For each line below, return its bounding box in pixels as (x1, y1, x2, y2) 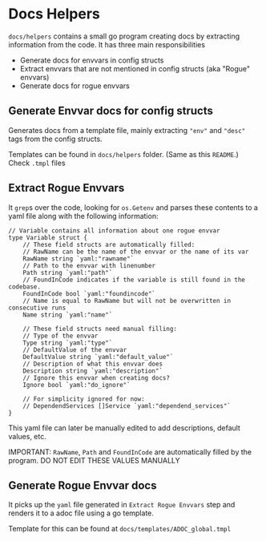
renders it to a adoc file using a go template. (8, 508, 155, 518)
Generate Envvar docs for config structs (8, 104, 214, 118)
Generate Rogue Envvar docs (8, 478, 157, 492)
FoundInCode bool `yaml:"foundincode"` (22, 289, 156, 297)
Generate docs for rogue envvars (19, 81, 130, 91)
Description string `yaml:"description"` (22, 366, 163, 375)
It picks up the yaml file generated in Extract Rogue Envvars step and (8, 500, 236, 510)
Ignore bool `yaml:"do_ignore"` (22, 381, 131, 389)
